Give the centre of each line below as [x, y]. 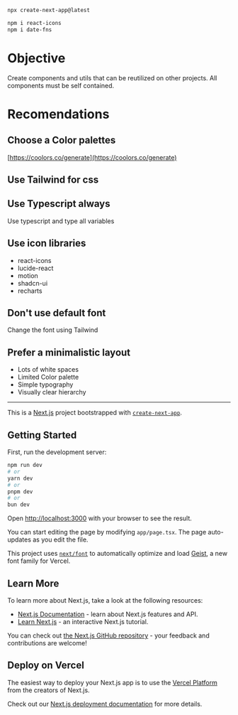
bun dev [19, 505]
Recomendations [58, 114]
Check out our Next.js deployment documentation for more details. [105, 704]
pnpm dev [20, 491]
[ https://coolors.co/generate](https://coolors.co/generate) [92, 157]
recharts [30, 291]
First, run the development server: [57, 452]
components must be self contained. [61, 85]
